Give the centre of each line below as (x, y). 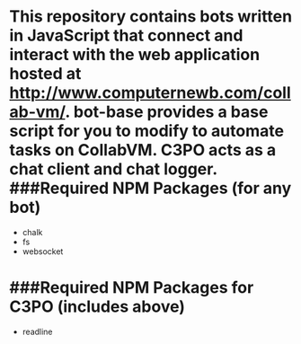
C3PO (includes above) (97, 307)
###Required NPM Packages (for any (150, 188)
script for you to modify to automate (147, 131)
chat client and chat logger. (113, 169)
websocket (43, 251)
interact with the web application (135, 55)
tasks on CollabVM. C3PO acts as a (143, 150)
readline (37, 331)
